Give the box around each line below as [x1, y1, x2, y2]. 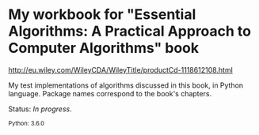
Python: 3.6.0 [8, 119, 45, 127]
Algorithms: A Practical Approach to [8, 22, 252, 40]
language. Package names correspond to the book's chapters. [8, 88, 212, 98]
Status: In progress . [8, 104, 73, 114]
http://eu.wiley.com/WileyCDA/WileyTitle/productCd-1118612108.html [8, 65, 234, 74]
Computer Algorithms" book [8, 39, 200, 57]
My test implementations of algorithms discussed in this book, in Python [8, 81, 244, 90]
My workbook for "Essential [8, 6, 196, 24]
